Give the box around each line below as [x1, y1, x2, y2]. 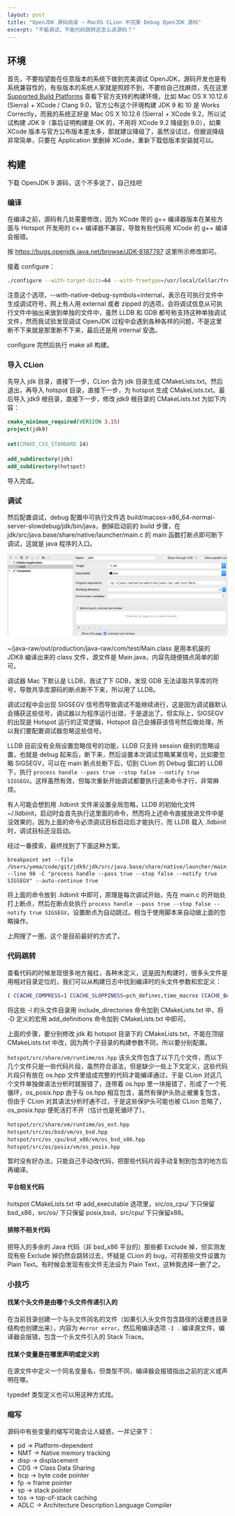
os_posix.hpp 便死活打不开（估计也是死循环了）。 [7, 1106, 149, 1114]
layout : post [7, 11, 45, 18]
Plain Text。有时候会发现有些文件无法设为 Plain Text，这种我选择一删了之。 [7, 1260, 225, 1268]
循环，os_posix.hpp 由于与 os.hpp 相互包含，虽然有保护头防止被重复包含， [7, 1088, 224, 1096]
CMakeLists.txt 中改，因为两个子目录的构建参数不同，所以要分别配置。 [7, 1038, 211, 1047]
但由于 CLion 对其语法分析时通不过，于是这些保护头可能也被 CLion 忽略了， [7, 1096, 226, 1105]
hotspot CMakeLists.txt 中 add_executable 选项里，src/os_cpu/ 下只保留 [7, 1200, 215, 1208]
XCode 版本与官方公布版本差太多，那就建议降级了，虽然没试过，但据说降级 [7, 127, 225, 136]
